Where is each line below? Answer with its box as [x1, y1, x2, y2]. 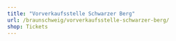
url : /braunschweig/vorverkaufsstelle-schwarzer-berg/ [7, 17, 170, 24]
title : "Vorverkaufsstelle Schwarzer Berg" [7, 10, 136, 17]
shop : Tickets [7, 23, 49, 30]
